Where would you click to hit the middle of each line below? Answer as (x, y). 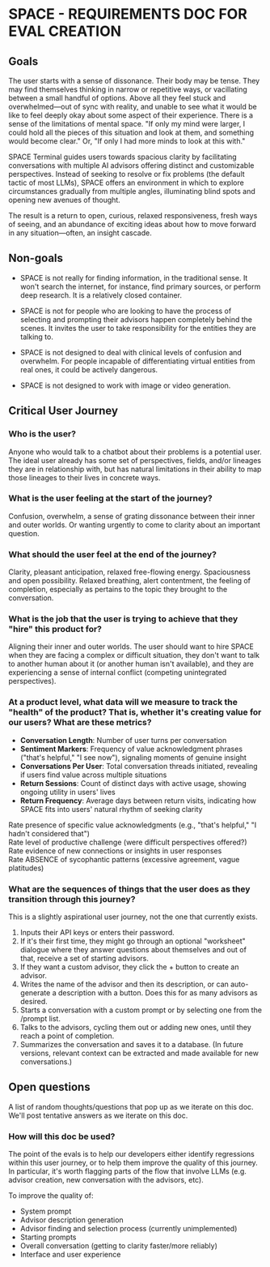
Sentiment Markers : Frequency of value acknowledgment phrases (131, 749)
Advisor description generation (72, 1220)
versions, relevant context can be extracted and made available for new (139, 1053)
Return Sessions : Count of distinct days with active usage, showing (133, 783)
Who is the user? (42, 434)
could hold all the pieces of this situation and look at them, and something (131, 132)
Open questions (49, 1087)
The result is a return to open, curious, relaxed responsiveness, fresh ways (133, 215)
